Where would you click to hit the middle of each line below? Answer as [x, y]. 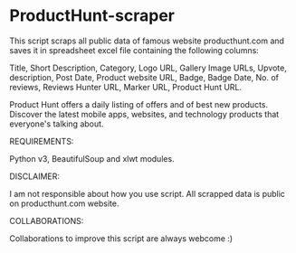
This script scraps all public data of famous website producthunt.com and [147, 41]
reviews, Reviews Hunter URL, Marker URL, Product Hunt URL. [126, 87]
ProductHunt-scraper [92, 16]
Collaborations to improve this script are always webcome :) [121, 238]
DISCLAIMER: [35, 176]
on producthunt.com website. [64, 203]
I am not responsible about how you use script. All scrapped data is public [147, 193]
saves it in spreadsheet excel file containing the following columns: [134, 50]
